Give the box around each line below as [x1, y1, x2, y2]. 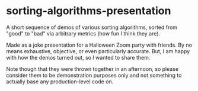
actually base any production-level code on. [6, 78, 114, 85]
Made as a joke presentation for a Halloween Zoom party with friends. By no [6, 41, 193, 48]
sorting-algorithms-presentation [6, 4, 171, 18]
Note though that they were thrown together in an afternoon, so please [6, 65, 179, 72]
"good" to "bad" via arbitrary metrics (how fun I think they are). [6, 30, 161, 37]
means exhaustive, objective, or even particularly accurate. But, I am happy [6, 47, 190, 54]
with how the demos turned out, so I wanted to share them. [6, 54, 151, 61]
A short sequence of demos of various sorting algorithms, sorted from [6, 24, 178, 31]
